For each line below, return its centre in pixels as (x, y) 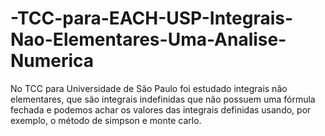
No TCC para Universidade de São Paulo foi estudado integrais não (149, 88)
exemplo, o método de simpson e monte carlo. (106, 120)
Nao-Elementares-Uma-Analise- (148, 39)
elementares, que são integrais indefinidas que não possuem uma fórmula (163, 99)
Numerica (52, 61)
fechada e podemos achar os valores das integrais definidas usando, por (161, 109)
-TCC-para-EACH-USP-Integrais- (152, 18)
